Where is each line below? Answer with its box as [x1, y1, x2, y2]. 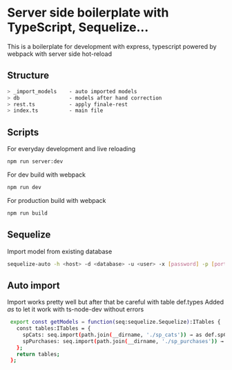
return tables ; [16, 351, 60, 358]
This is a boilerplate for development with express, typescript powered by [7, 42, 217, 50]
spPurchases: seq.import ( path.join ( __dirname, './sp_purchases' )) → [22, 338, 224, 344]
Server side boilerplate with [7, 5, 169, 21]
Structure [7, 70, 50, 81]
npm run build [7, 209, 48, 217]
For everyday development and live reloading [7, 145, 136, 153]
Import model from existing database [7, 247, 113, 255]
